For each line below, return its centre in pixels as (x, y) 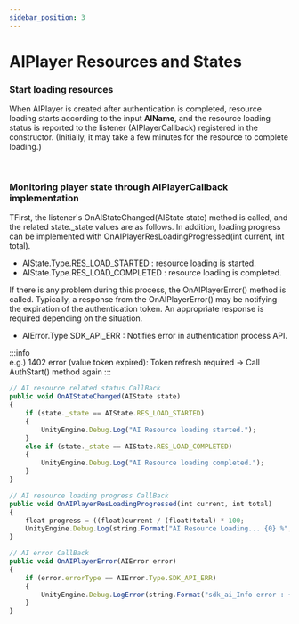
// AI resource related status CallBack (85, 389)
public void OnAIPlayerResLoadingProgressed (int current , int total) (141, 504)
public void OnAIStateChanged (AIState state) (95, 397)
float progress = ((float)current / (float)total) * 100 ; (135, 521)
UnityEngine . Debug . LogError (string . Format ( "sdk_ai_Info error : (163, 595)
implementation (44, 199)
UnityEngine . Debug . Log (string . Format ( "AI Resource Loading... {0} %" (157, 529)
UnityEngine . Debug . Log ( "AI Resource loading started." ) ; (149, 430)
